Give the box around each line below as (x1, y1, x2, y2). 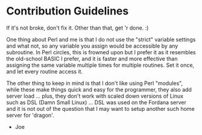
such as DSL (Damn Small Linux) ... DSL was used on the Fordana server (6, 98, 187, 106)
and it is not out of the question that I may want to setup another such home (6, 105, 195, 112)
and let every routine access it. (6, 67, 83, 75)
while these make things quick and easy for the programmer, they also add (6, 86, 192, 93)
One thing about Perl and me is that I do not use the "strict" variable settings (6, 36, 196, 43)
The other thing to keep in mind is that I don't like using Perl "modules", (6, 80, 183, 87)
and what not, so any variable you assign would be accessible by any (6, 42, 178, 49)
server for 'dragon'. (6, 111, 54, 119)
